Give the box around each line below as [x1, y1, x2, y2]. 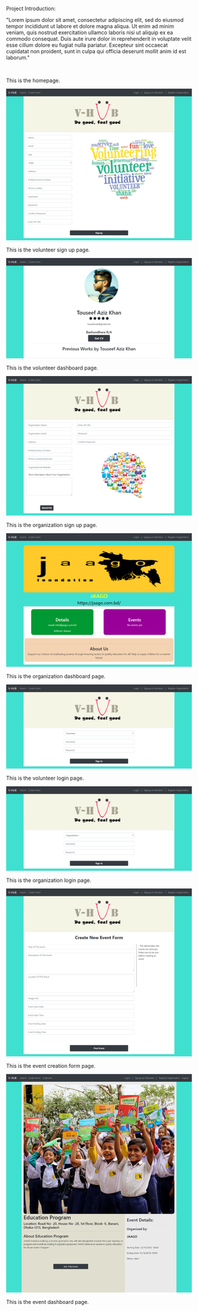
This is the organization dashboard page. [6, 672, 106, 679]
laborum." [6, 54, 30, 61]
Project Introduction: [6, 5, 56, 12]
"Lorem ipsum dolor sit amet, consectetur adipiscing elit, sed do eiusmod [6, 17, 184, 23]
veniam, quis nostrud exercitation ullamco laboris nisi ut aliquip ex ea [6, 29, 173, 36]
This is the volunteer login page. [6, 774, 84, 782]
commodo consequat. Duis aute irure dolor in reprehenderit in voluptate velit [6, 35, 192, 42]
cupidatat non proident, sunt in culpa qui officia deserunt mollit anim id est [6, 48, 187, 55]
